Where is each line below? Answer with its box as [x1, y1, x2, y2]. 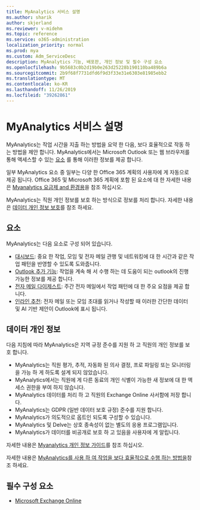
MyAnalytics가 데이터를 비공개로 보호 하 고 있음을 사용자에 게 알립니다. [14, 429, 180, 436]
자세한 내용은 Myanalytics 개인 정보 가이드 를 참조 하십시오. [6, 441, 144, 449]
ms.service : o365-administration [6, 37, 90, 42]
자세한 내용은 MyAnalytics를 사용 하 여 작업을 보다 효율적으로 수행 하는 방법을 [6, 454, 187, 462]
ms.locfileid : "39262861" [6, 92, 70, 98]
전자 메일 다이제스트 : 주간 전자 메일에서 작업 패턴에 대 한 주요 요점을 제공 [14, 283, 184, 290]
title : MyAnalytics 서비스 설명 [6, 8, 81, 15]
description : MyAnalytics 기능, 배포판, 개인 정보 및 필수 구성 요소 [6, 59, 163, 65]
